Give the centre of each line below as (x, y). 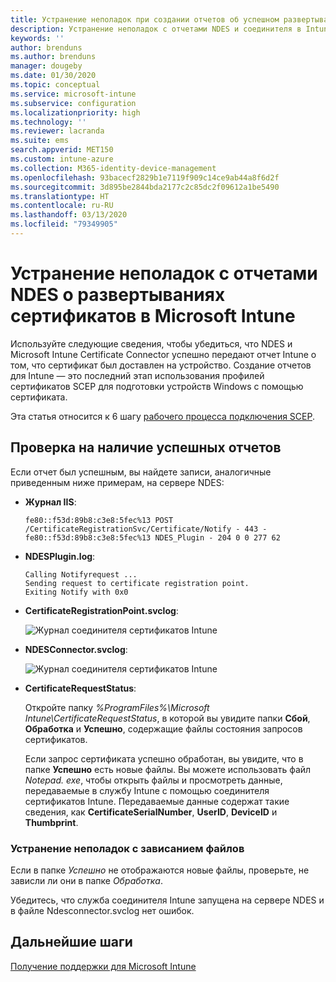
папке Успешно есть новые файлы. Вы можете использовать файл (168, 769)
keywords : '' (37, 38)
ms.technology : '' (48, 122)
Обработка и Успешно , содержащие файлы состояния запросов (163, 728)
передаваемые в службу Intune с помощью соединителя (147, 790)
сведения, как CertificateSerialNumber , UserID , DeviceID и (151, 812)
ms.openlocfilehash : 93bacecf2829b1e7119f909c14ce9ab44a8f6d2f (145, 177)
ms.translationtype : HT (60, 196)
